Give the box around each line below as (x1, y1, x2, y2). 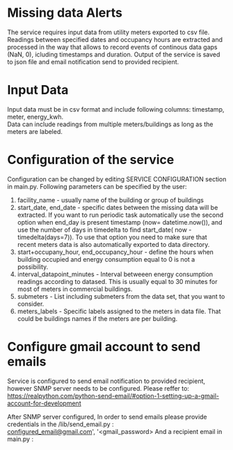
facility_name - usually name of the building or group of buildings (17, 195, 204, 204)
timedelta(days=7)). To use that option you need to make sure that (17, 232, 207, 241)
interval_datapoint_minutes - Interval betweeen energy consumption (17, 270, 214, 278)
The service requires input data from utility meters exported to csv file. (7, 28, 210, 36)
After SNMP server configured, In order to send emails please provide (7, 412, 207, 421)
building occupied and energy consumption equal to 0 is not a (17, 255, 195, 263)
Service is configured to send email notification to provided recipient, (7, 377, 206, 385)
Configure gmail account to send (7, 339, 201, 354)
